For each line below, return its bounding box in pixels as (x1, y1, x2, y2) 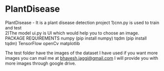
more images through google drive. (5, 60, 76, 66)
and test (5, 24, 22, 30)
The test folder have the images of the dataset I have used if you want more (5, 50, 158, 56)
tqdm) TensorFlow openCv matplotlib (5, 40, 80, 46)
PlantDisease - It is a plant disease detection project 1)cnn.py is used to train (5, 20, 160, 25)
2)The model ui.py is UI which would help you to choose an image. (5, 30, 140, 36)
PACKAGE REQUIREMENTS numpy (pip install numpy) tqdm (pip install (5, 35, 147, 41)
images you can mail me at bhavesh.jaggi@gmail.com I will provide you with (5, 55, 158, 61)
